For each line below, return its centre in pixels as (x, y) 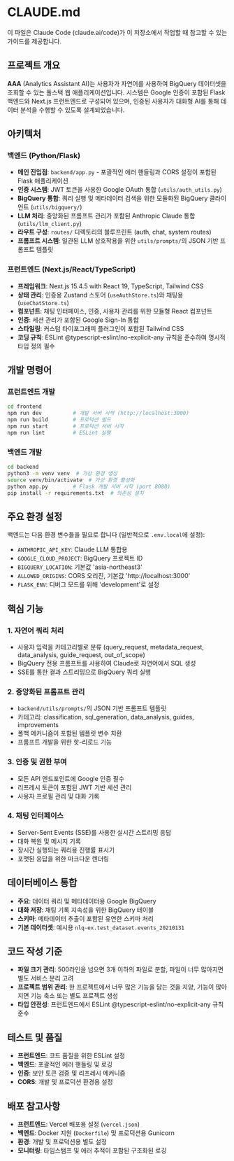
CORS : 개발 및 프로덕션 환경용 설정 (65, 1082)
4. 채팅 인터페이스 (36, 816)
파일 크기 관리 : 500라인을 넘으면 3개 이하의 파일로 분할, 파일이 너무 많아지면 (120, 969)
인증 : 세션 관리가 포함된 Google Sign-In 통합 (78, 320)
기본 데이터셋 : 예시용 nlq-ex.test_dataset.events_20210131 (101, 927)
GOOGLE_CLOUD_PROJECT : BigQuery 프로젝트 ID (80, 558)
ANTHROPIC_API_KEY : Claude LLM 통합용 (72, 549)
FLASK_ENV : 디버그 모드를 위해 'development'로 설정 (88, 584)
